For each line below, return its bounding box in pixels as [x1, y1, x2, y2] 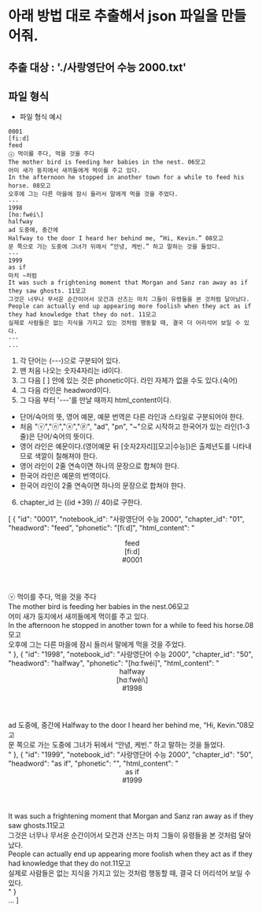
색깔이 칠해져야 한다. [34, 452, 98, 461]
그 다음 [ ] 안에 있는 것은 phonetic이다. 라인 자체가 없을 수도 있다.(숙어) [19, 375, 238, 386]
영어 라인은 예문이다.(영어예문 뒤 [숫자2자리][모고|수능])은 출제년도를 [19, 441, 231, 451]
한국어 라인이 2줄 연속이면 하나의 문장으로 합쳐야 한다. [19, 481, 186, 490]
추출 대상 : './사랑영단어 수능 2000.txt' [8, 61, 186, 74]
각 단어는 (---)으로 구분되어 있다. [19, 356, 120, 366]
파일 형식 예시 [19, 112, 62, 122]
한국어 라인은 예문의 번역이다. [19, 471, 111, 481]
